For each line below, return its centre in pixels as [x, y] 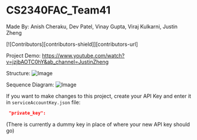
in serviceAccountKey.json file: [43, 102]
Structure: [18, 73]
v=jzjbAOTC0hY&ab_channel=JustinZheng [58, 62]
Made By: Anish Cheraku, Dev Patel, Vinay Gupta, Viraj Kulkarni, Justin [92, 26]
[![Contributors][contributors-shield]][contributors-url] [72, 44]
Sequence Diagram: [30, 84]
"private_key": [27, 113]
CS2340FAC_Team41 [58, 10]
